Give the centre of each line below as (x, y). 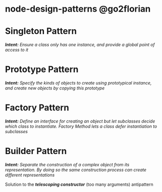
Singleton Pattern (41, 31)
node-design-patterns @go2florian (78, 9)
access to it (17, 50)
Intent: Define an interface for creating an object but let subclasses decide (80, 121)
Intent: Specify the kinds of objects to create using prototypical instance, (78, 83)
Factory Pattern (37, 108)
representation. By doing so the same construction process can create (76, 170)
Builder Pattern (36, 151)
